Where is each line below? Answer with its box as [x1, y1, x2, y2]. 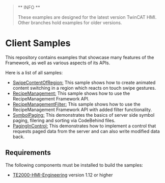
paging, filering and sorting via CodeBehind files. [12, 117, 116, 123]
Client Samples [5, 38, 71, 49]
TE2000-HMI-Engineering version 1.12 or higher [12, 172, 113, 178]
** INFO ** [17, 5, 41, 10]
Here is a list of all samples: [5, 69, 63, 75]
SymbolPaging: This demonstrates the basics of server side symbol [12, 112, 155, 118]
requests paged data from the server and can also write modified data [12, 128, 160, 134]
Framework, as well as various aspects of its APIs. [5, 60, 111, 66]
